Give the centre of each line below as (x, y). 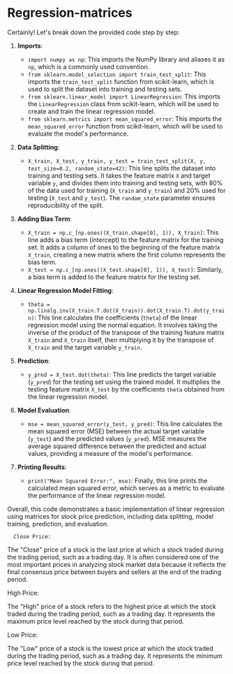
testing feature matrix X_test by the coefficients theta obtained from (126, 389)
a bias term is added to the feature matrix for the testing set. (114, 277)
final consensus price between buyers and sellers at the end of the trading (114, 572)
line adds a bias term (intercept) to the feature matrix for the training (126, 240)
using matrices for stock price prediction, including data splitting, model (111, 516)
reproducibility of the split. (66, 205)
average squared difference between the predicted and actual (117, 446)
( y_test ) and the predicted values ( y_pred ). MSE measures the (117, 438)
